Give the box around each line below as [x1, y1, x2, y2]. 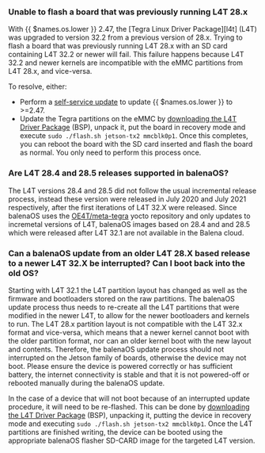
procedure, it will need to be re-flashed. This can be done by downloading [8, 401, 251, 411]
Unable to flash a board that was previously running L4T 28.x [8, 6, 248, 17]
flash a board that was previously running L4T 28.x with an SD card [8, 41, 228, 51]
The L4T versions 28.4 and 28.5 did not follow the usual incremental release [8, 186, 257, 195]
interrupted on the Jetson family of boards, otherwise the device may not [8, 352, 247, 363]
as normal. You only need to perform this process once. [19, 148, 202, 157]
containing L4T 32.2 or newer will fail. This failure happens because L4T [8, 50, 244, 60]
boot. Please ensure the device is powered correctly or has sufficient [8, 361, 233, 370]
